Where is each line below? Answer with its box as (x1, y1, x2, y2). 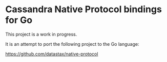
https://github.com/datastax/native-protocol (5, 51, 98, 57)
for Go (5, 14, 32, 26)
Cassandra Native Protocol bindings (5, 4, 162, 15)
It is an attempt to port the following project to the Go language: (5, 41, 139, 47)
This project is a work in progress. (5, 31, 77, 37)
